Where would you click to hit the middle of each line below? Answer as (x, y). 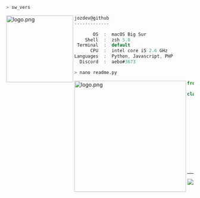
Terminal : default (104, 45)
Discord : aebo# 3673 (107, 62)
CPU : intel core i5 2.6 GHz (129, 51)
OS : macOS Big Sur (120, 34)
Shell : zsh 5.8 (108, 40)
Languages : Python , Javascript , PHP (124, 56)
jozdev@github (92, 18)
